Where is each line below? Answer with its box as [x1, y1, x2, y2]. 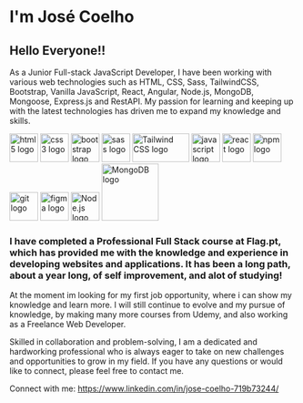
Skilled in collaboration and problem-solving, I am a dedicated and [9, 336, 258, 347]
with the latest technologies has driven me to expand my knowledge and [9, 106, 281, 116]
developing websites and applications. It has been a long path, [9, 257, 291, 270]
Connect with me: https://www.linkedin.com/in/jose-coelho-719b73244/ [9, 383, 279, 394]
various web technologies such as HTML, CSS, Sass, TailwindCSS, [9, 77, 259, 88]
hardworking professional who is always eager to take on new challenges [9, 346, 285, 357]
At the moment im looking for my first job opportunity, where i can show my [9, 290, 293, 301]
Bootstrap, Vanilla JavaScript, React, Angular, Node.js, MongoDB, [9, 87, 255, 97]
